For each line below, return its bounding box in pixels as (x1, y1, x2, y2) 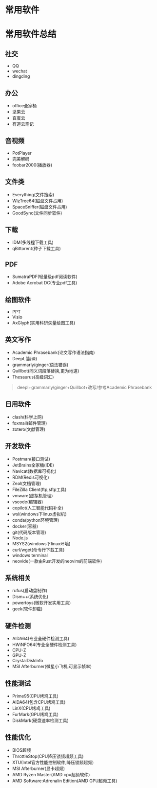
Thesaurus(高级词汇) (12, 374, 54, 380)
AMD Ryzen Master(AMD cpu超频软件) (12, 771, 90, 777)
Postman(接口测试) (12, 456, 50, 462)
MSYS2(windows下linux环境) (12, 540, 71, 546)
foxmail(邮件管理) (12, 420, 47, 426)
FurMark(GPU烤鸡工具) (12, 711, 59, 717)
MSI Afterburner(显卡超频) (12, 765, 65, 771)
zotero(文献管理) (12, 426, 45, 432)
